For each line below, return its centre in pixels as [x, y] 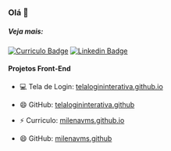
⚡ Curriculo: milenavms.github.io [72, 120]
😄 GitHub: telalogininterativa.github [77, 105]
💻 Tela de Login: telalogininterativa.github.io [91, 87]
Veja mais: [26, 31]
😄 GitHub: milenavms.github [66, 138]
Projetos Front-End [39, 69]
